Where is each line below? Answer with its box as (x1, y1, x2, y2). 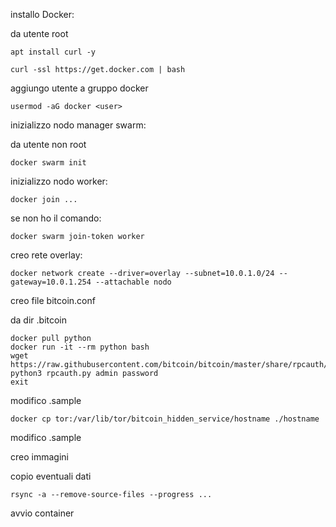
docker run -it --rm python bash (10, 342, 150, 352)
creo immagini (10, 451, 69, 463)
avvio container (10, 507, 75, 519)
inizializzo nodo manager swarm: (10, 119, 147, 131)
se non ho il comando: (10, 212, 102, 224)
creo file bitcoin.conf (10, 295, 96, 306)
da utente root (10, 28, 69, 39)
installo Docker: (10, 9, 75, 20)
